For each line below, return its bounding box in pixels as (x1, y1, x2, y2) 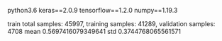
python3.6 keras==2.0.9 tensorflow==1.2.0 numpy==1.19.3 (7, 6, 178, 14)
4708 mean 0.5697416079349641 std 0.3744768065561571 (7, 28, 182, 35)
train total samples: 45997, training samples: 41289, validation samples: (7, 20, 216, 28)
